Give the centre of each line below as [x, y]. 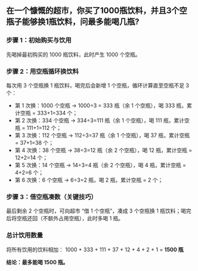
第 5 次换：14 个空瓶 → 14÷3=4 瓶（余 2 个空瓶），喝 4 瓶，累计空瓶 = [100, 165]
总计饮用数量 [25, 235]
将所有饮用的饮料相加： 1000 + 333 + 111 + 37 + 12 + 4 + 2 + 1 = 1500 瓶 [95, 250]
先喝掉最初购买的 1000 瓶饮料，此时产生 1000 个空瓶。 [74, 54]
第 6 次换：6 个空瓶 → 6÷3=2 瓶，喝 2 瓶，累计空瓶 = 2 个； [89, 180]
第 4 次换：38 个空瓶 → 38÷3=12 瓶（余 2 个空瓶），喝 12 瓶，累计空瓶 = [103, 150]
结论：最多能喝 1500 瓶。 [37, 262]
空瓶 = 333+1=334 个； [49, 113]
